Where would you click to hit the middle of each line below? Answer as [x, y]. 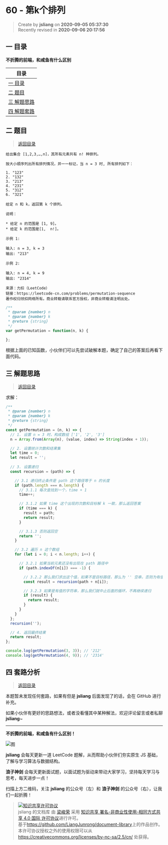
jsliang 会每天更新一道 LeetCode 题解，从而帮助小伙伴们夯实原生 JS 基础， [83, 755]
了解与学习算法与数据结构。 [34, 761]
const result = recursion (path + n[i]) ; [66, 582]
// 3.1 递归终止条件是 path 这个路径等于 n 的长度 [62, 481]
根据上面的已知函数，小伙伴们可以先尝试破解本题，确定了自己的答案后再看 [82, 350]
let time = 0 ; [25, 453]
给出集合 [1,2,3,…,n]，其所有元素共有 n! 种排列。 [53, 154]
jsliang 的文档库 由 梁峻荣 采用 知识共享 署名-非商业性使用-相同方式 [87, 811]
